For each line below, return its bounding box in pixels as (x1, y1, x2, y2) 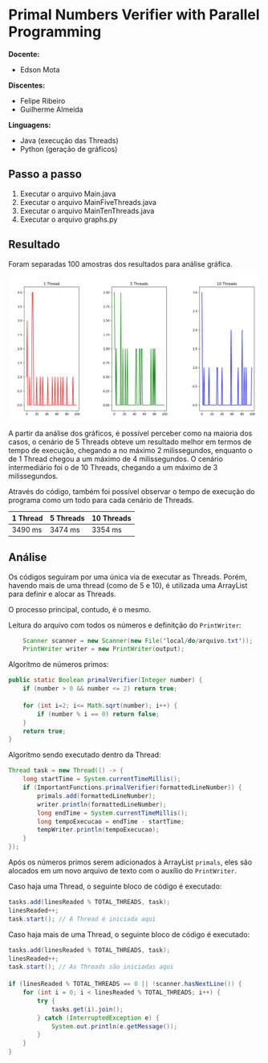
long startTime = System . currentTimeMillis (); (22, 775, 181, 783)
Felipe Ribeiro (19, 96, 66, 105)
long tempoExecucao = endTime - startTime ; (37, 817, 185, 825)
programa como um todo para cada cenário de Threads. (8, 496, 194, 505)
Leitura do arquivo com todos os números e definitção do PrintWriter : (8, 620, 242, 630)
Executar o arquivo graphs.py (19, 215, 118, 224)
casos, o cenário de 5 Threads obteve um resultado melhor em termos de (8, 437, 252, 447)
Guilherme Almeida (19, 104, 83, 114)
